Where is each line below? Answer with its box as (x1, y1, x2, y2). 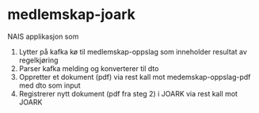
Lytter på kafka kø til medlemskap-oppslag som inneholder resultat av (18, 47, 247, 56)
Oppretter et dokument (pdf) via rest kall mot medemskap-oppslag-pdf (18, 72, 251, 81)
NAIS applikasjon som (7, 32, 79, 41)
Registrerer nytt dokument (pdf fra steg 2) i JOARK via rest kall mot (18, 89, 238, 98)
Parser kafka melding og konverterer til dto (18, 63, 159, 73)
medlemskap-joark (7, 6, 136, 24)
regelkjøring (18, 55, 59, 65)
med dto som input (18, 81, 81, 90)
